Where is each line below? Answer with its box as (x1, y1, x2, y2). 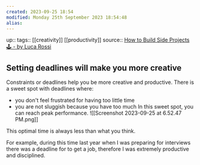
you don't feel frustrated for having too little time (14, 97, 135, 104)
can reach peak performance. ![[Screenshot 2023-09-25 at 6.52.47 (14, 109, 182, 117)
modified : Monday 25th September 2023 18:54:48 (6, 14, 128, 20)
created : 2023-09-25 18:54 (6, 8, 74, 15)
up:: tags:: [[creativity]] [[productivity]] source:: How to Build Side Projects (6, 37, 190, 44)
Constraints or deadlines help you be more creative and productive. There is (6, 79, 195, 86)
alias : (6, 20, 23, 26)
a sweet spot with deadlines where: (6, 85, 94, 92)
